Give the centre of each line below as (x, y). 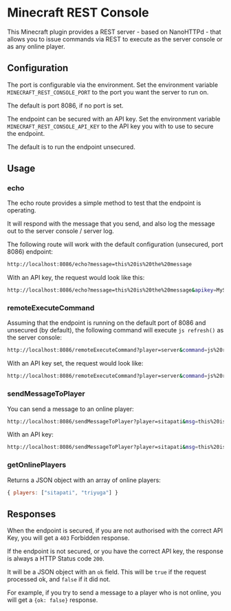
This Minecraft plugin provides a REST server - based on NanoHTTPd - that (114, 32)
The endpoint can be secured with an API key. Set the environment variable (114, 119)
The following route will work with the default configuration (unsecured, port (115, 244)
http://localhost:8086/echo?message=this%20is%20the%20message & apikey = (112, 290)
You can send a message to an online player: (70, 409)
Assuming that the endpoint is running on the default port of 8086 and (107, 323)
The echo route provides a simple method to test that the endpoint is (104, 203)
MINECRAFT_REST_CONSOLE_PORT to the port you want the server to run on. (108, 92)
